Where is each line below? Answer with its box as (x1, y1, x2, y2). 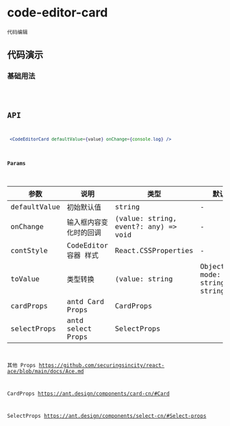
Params (7, 160, 26, 167)
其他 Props (7, 362, 36, 369)
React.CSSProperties (114, 246, 194, 255)
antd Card (66, 297, 105, 307)
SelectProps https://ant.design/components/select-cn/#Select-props (7, 412, 207, 419)
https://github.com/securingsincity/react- (38, 362, 165, 369)
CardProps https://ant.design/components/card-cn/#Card (7, 390, 170, 397)
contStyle (10, 246, 48, 255)
